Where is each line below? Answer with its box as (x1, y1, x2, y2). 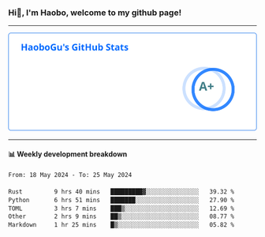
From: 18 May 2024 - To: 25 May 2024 (8, 171, 132, 179)
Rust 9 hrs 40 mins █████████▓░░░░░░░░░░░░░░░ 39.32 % (8, 187, 235, 196)
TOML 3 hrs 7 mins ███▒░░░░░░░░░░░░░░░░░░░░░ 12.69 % (8, 205, 235, 213)
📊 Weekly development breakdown (8, 149, 128, 159)
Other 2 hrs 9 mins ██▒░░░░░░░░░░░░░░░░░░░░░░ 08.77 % (8, 213, 235, 220)
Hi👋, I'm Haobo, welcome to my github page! (8, 7, 182, 18)
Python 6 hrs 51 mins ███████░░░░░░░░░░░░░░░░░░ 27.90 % (8, 196, 235, 204)
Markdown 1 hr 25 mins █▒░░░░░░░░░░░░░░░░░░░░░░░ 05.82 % (8, 221, 235, 229)
